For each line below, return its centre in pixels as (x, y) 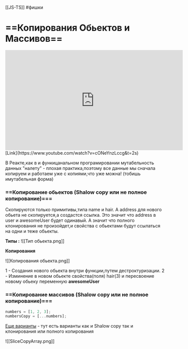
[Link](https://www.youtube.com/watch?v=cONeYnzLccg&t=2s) (72, 153)
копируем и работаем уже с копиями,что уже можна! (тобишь (73, 173)
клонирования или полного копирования (49, 331)
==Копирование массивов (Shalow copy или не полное (77, 295)
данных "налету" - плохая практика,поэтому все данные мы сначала (80, 168)
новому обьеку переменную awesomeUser (52, 281)
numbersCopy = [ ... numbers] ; (36, 316)
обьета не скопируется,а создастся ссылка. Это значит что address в (81, 215)
